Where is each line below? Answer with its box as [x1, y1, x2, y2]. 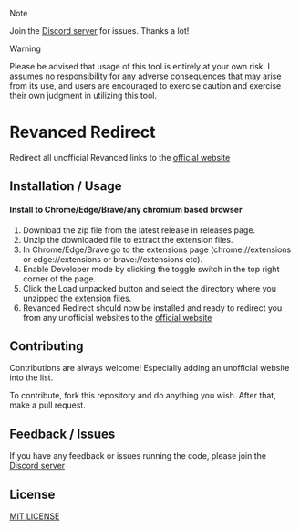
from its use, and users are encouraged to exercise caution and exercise [9, 80, 282, 90]
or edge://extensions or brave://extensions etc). [22, 253, 203, 264]
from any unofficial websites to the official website [22, 312, 212, 323]
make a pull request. [9, 399, 87, 410]
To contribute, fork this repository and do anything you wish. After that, [9, 390, 276, 401]
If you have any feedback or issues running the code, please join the [9, 450, 267, 461]
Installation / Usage [9, 178, 122, 195]
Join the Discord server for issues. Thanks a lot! [9, 26, 190, 36]
